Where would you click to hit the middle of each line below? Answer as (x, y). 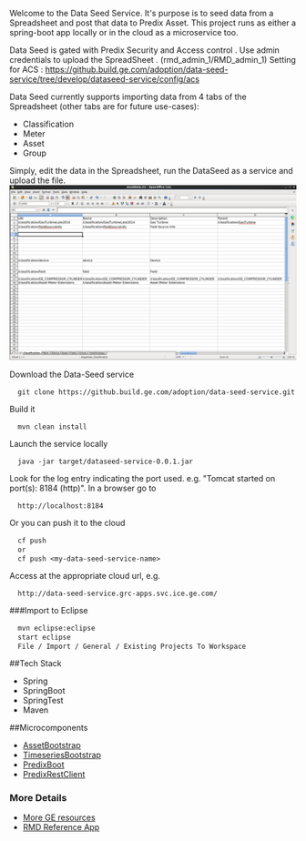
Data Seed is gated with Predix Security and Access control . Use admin (145, 50)
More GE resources (59, 817)
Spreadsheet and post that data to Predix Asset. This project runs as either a (153, 23)
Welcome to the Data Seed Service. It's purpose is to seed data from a (142, 13)
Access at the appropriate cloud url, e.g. (85, 576)
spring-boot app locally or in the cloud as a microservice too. (124, 32)
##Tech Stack (36, 664)
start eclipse (44, 638)
